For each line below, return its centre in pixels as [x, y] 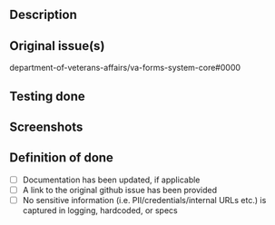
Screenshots [46, 127]
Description [43, 15]
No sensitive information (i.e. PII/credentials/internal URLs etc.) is [144, 200]
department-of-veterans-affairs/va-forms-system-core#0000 [125, 68]
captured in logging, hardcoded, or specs [100, 210]
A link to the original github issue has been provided [120, 190]
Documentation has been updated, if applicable [111, 180]
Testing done [48, 96]
